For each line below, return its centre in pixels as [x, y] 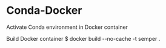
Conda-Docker [44, 10]
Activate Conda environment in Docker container [67, 27]
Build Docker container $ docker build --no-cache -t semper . [83, 38]
